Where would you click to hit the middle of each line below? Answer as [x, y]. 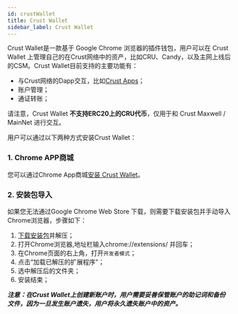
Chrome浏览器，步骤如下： [47, 220]
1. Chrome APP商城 [41, 158]
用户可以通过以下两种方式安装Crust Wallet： [72, 138]
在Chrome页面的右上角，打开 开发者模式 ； [77, 253]
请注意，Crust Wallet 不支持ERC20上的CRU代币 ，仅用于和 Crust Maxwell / [117, 113]
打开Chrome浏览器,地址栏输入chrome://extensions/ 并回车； [106, 244]
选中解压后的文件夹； [49, 271]
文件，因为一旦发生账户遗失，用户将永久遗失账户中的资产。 [94, 303]
